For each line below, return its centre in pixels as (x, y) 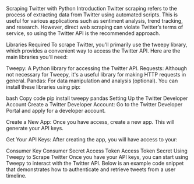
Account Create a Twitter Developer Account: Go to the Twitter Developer (94, 104)
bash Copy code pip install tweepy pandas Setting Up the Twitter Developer (97, 98)
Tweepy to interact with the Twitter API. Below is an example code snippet (95, 163)
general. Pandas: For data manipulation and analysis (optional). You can (92, 81)
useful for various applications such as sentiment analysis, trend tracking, (94, 21)
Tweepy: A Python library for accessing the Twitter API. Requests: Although (97, 68)
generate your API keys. (35, 128)
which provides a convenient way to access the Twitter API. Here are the (93, 51)
